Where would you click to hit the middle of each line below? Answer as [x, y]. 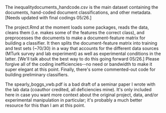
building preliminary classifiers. [37, 75]
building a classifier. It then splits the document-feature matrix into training [81, 43]
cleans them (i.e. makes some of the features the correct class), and [75, 32]
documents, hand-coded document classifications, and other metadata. [79, 12]
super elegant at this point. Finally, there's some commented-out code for [80, 69]
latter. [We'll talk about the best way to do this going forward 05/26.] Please [82, 59]
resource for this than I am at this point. [45, 105]
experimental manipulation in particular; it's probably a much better [74, 100]
